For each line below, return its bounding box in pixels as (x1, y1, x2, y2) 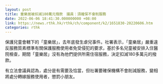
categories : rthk (5, 25, 40, 30)
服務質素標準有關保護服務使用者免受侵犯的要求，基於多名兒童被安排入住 (9, 45, 154, 51)
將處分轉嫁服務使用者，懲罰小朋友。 (5, 74, 78, 80)
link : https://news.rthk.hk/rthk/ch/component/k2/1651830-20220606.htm (5, 20, 153, 26)
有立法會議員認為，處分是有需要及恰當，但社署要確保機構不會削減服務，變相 (5, 67, 158, 73)
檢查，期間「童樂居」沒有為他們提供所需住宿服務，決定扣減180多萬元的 (9, 51, 153, 57)
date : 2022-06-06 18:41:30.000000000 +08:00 (5, 16, 97, 21)
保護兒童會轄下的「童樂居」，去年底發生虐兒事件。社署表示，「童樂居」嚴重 (5, 39, 154, 45)
